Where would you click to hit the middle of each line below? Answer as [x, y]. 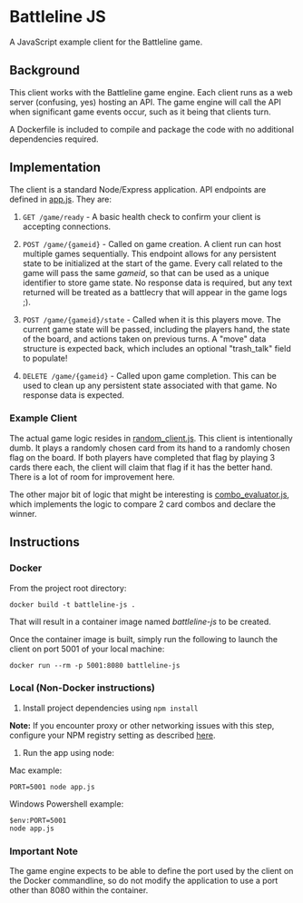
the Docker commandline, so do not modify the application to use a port [144, 881]
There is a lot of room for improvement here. [92, 476]
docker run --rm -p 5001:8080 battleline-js [95, 665]
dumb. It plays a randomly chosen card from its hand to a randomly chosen [150, 448]
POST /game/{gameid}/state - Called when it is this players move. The [151, 319]
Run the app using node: [68, 752]
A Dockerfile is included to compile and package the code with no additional [152, 129]
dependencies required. [54, 139]
